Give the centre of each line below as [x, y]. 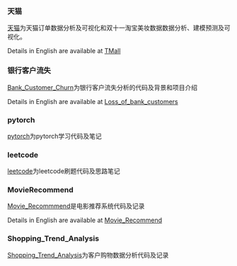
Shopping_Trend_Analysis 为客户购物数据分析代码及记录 [88, 255]
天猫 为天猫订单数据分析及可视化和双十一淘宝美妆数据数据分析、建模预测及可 [119, 28]
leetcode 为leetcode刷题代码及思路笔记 [64, 171]
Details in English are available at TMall [64, 51]
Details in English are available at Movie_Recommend [85, 220]
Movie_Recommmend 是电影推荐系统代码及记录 [76, 206]
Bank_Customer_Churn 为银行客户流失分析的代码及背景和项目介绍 [103, 87]
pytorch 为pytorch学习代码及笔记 [55, 136]
